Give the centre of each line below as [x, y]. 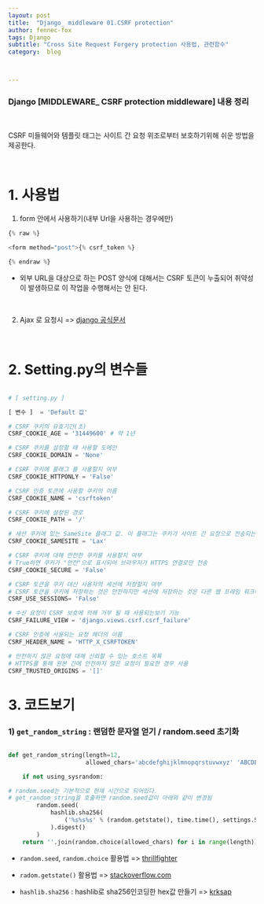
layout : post [29, 15]
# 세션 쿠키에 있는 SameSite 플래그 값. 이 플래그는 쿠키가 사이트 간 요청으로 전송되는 [132, 534]
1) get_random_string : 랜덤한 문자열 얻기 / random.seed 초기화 [124, 731]
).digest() [68, 827]
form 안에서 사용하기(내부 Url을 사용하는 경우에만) [96, 219]
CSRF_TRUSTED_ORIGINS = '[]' [56, 671]
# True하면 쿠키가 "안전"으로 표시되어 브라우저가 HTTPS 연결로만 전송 [108, 563]
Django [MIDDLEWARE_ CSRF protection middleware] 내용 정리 [128, 101]
